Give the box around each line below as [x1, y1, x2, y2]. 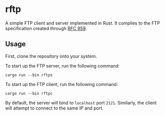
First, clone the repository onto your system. [5, 53, 97, 59]
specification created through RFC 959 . [5, 25, 87, 31]
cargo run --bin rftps [5, 72, 53, 77]
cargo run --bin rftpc [5, 91, 53, 96]
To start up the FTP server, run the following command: [5, 62, 120, 68]
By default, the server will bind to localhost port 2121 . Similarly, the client [5, 99, 157, 105]
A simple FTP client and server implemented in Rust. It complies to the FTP [5, 20, 160, 26]
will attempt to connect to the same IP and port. [5, 105, 104, 111]
